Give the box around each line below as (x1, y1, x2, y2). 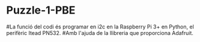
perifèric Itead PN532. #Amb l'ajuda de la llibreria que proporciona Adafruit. (6, 29, 194, 36)
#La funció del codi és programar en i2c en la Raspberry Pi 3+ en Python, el (6, 23, 194, 30)
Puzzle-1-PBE (6, 4, 76, 17)
